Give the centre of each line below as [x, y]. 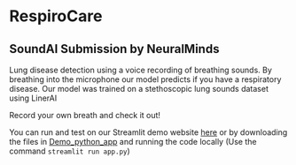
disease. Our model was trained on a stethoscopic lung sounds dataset [139, 89]
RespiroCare [56, 16]
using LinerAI [33, 98]
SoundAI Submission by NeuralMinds [114, 49]
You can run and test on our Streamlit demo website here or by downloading [148, 132]
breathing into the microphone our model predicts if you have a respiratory [145, 79]
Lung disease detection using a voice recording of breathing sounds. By [141, 70]
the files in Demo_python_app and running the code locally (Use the [133, 142]
